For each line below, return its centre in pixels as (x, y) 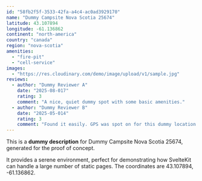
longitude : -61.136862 (35, 29)
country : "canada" (29, 40)
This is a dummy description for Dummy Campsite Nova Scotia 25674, (95, 142)
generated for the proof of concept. (50, 148)
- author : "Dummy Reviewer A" (50, 85)
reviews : (17, 79)
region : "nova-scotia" (35, 46)
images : (16, 68)
